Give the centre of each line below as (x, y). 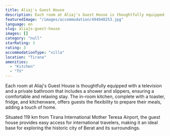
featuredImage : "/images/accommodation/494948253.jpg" (64, 19)
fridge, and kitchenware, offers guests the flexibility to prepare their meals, (83, 102)
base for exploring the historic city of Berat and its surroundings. (73, 128)
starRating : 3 (20, 43)
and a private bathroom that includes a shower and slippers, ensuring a (80, 91)
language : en (19, 24)
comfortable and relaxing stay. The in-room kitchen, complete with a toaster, (85, 96)
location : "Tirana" (26, 57)
